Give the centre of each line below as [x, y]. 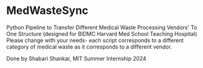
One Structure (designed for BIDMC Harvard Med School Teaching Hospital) [102, 33]
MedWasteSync [47, 11]
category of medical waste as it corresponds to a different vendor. [89, 47]
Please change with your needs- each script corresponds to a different [95, 40]
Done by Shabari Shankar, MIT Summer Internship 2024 [76, 58]
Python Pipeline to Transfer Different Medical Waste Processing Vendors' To [102, 27]
